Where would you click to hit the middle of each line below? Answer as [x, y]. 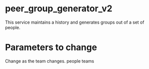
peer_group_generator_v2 [59, 9]
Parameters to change [51, 48]
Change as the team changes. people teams [50, 61]
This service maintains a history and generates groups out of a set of [75, 22]
